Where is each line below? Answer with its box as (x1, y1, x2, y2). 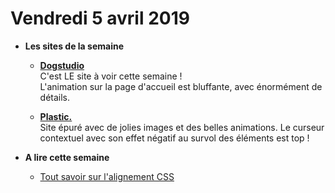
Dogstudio (39, 59, 85, 71)
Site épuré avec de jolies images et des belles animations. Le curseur (39, 121, 325, 133)
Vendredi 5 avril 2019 (10, 7, 190, 30)
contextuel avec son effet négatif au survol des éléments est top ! (39, 132, 310, 144)
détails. (39, 91, 71, 103)
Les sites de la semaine (24, 40, 124, 52)
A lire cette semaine (24, 151, 110, 163)
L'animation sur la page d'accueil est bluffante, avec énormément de (39, 80, 323, 92)
